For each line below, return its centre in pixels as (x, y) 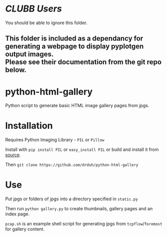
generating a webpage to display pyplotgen (74, 47)
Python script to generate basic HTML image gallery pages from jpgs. (77, 106)
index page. (18, 214)
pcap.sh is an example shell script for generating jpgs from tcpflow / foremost (84, 224)
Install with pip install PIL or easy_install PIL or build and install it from (82, 149)
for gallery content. (25, 229)
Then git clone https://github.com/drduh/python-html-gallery (72, 165)
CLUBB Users (34, 9)
